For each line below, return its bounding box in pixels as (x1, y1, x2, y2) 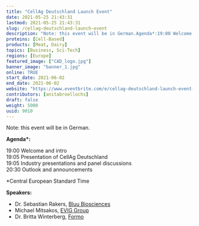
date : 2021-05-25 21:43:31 (6, 14, 73, 20)
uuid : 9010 (6, 108, 33, 114)
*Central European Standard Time (6, 177, 90, 184)
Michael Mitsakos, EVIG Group (14, 207, 89, 214)
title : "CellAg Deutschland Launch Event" (6, 8, 113, 15)
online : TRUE (6, 69, 38, 75)
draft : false (6, 97, 38, 103)
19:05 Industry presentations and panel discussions (6, 160, 132, 167)
